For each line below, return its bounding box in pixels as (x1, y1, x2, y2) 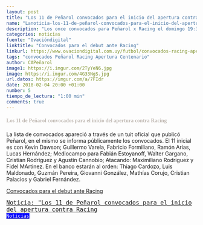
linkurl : (6, 48, 28, 54)
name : (6, 20, 20, 26)
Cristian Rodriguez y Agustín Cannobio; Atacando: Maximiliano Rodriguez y (6, 156, 194, 163)
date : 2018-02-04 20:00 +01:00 (6, 82, 85, 88)
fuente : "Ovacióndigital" (6, 37, 71, 43)
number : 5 (6, 88, 31, 94)
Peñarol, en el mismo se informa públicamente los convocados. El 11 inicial (6, 137, 192, 144)
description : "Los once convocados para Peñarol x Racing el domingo (6, 25, 185, 32)
